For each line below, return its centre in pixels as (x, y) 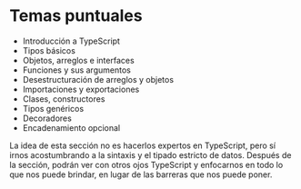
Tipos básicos (49, 50)
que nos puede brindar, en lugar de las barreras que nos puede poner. (141, 174)
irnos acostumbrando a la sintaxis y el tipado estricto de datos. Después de (150, 154)
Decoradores (47, 118)
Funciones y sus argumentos (77, 70)
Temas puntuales (76, 16)
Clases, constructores (64, 99)
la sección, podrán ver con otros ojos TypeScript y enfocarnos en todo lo (146, 164)
